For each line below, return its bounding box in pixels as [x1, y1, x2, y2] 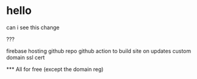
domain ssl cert [6, 53, 45, 61]
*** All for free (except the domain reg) [6, 65, 104, 73]
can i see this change [6, 24, 59, 31]
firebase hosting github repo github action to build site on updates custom [6, 47, 192, 55]
